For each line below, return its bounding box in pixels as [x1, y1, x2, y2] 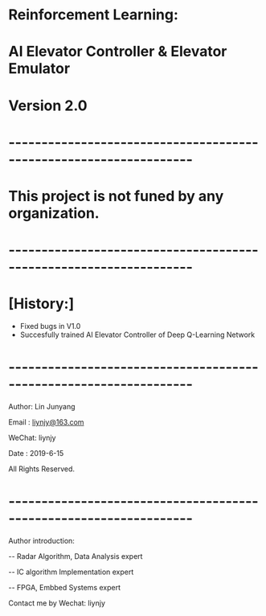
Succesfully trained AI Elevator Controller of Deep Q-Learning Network [19, 330, 256, 339]
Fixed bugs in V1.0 [19, 322, 81, 331]
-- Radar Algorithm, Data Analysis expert [8, 551, 143, 561]
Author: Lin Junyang [8, 402, 76, 411]
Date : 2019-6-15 [8, 449, 64, 458]
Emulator [8, 60, 71, 78]
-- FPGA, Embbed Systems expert [8, 582, 121, 592]
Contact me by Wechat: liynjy [8, 598, 106, 608]
